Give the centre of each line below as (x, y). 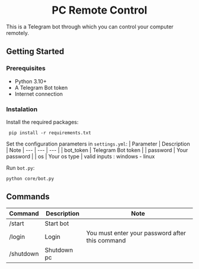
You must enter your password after (136, 233)
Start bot (57, 223)
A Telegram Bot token (41, 87)
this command (106, 240)
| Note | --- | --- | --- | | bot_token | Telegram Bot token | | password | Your (97, 150)
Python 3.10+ (31, 81)
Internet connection (39, 94)
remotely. (18, 33)
